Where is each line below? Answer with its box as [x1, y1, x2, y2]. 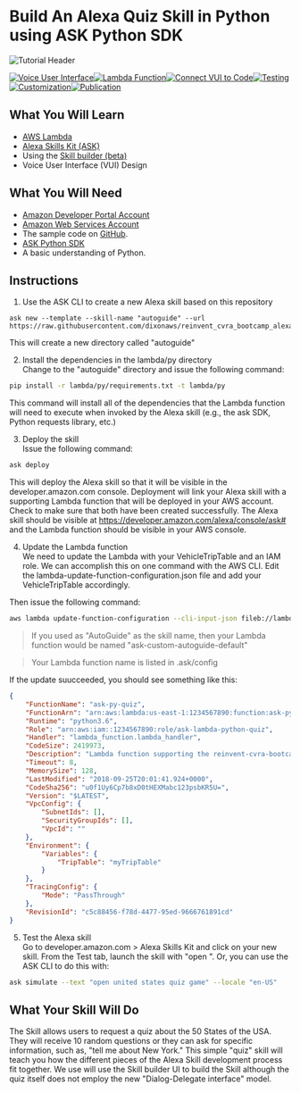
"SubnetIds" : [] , [41, 808, 105, 817]
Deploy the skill [21, 434, 79, 445]
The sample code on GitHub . [21, 228, 129, 238]
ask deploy [9, 461, 50, 470]
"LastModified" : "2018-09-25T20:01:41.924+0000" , [25, 774, 214, 783]
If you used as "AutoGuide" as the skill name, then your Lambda [30, 630, 266, 640]
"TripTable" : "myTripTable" [56, 857, 162, 867]
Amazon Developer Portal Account [21, 209, 150, 220]
